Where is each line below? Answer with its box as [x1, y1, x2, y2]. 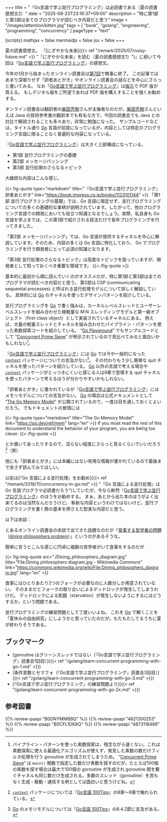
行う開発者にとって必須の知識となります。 [26, 246, 113, 252]
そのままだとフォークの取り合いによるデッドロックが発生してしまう [14, 586, 155, 592]
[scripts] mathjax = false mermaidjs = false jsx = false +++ [5, 37, 125, 43]
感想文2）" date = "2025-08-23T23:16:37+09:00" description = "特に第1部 [5, 10, 159, 16]
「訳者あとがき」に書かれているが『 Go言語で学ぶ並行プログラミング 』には [5, 386, 159, 392]
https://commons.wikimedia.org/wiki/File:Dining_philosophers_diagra [17, 564, 159, 570]
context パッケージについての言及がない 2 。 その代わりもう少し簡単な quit [5, 356, 156, 363]
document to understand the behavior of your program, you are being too [5, 425, 156, 431]
